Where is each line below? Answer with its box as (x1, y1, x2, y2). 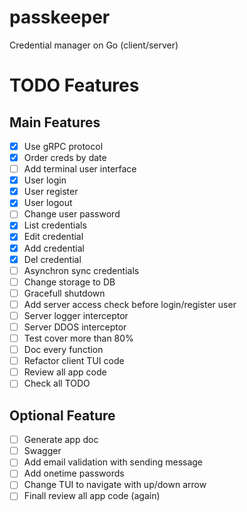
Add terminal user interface (23, 163, 137, 175)
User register (23, 186, 79, 198)
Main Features (9, 114, 101, 131)
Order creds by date (23, 152, 107, 163)
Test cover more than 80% (23, 332, 134, 344)
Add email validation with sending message (23, 456, 204, 468)
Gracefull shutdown (23, 287, 106, 299)
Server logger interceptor (23, 309, 129, 321)
